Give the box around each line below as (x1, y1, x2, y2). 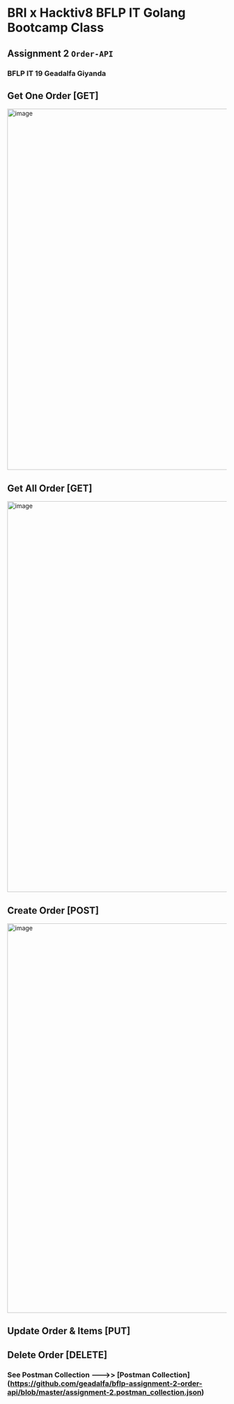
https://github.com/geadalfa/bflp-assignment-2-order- (10, 1378, 203, 1388)
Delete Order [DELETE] (7, 1349, 108, 1361)
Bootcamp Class (7, 20, 104, 36)
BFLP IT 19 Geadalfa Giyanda (7, 68, 107, 78)
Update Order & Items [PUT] (7, 1325, 131, 1337)
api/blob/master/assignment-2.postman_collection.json (7, 1387, 202, 1397)
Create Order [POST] (7, 904, 100, 916)
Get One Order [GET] (7, 89, 99, 102)
